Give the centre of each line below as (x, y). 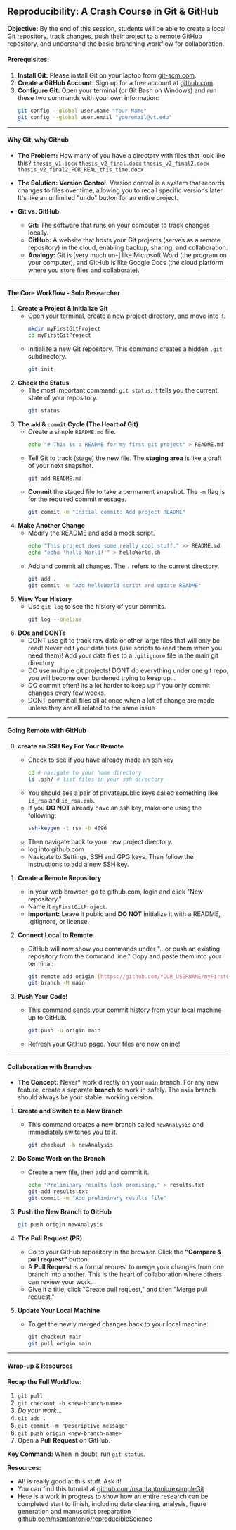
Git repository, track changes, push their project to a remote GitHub (105, 36)
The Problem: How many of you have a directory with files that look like (121, 155)
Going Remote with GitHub (47, 730)
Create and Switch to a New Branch (70, 1111)
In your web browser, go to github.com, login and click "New (116, 892)
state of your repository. (63, 397)
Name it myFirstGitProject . (68, 906)
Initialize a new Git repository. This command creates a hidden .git (125, 349)
